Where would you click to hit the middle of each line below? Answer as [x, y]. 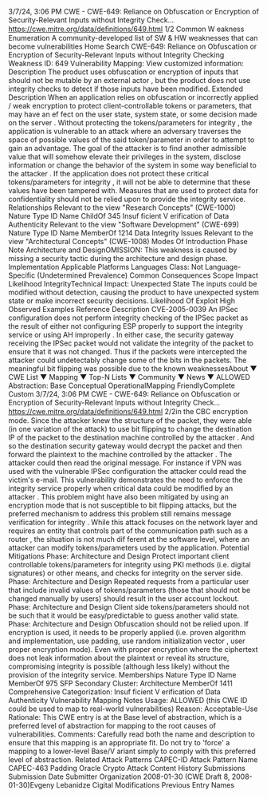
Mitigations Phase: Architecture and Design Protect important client [119, 556]
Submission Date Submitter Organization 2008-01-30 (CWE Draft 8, [119, 776]
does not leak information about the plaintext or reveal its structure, [119, 658]
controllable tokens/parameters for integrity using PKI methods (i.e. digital [130, 565]
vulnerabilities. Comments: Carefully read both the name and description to [132, 734]
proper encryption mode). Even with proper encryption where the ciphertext [133, 649]
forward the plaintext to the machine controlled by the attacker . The [120, 454]
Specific [22, 275]
